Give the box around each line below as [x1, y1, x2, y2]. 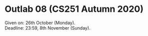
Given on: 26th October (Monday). [4, 20, 75, 26]
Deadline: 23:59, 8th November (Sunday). [4, 25, 90, 31]
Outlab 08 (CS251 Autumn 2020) [4, 3, 143, 15]
